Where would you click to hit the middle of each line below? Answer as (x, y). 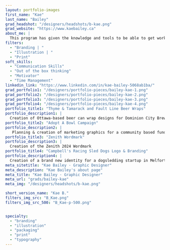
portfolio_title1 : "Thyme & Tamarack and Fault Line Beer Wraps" (75, 109)
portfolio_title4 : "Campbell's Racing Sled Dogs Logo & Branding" (77, 151)
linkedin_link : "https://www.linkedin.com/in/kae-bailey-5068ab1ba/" (80, 85)
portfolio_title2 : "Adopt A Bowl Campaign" (52, 123)
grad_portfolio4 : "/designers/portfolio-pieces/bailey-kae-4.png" (77, 104)
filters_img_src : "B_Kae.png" (37, 198)
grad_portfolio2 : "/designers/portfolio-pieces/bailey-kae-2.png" (77, 95)
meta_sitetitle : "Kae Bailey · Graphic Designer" (59, 165)
